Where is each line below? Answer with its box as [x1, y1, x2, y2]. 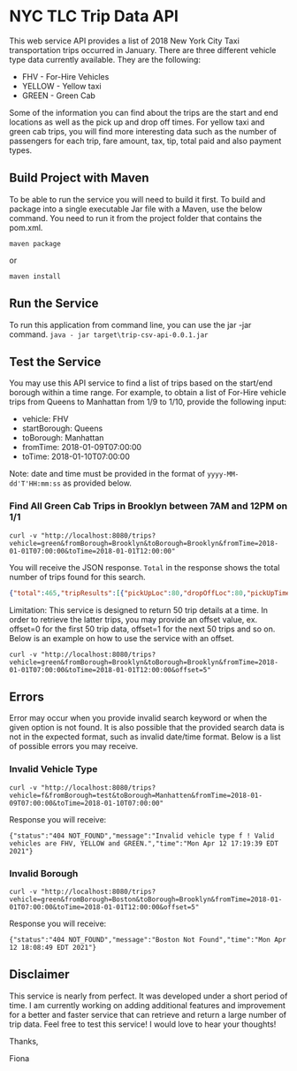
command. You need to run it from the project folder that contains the [9, 212, 263, 223]
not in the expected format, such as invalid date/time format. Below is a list [9, 731, 281, 742]
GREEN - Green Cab [21, 90, 95, 101]
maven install [9, 272, 62, 280]
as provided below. [63, 478, 133, 488]
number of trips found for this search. [9, 571, 146, 582]
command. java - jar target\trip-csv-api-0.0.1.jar [9, 329, 209, 340]
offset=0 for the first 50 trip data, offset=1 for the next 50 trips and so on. [9, 623, 276, 634]
